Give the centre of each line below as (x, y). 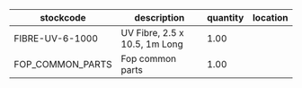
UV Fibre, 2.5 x (152, 33)
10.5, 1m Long (152, 44)
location (271, 18)
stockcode (63, 18)
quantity (225, 18)
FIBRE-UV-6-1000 (56, 38)
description (160, 18)
